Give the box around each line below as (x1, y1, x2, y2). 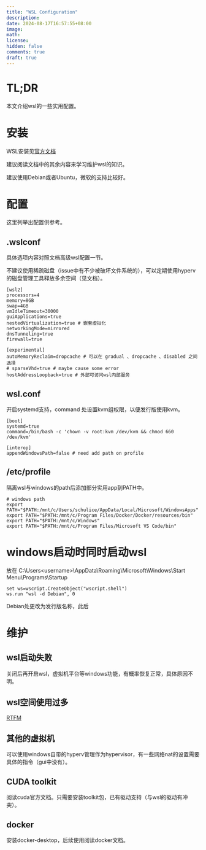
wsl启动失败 (6, 652, 53, 663)
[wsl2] (6, 287, 23, 293)
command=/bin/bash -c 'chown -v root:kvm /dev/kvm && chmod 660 (6, 429, 174, 435)
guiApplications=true (6, 314, 62, 320)
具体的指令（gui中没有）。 (6, 759, 71, 766)
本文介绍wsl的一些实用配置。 (6, 102, 80, 109)
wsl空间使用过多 (6, 697, 69, 708)
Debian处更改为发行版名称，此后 (6, 602, 89, 609)
